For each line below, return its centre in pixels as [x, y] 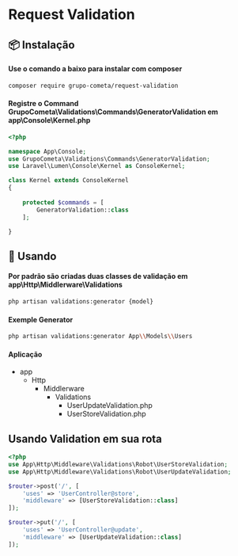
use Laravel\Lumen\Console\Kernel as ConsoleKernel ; [97, 166]
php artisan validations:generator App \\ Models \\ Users [100, 337]
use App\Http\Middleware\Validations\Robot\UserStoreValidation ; [118, 464]
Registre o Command [43, 104]
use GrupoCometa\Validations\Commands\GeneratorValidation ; [110, 159]
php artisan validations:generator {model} [81, 302]
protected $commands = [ [63, 202]
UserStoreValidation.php [106, 414]
